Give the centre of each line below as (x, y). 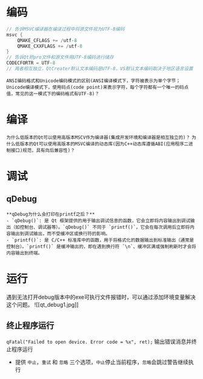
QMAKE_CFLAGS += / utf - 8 (47, 40)
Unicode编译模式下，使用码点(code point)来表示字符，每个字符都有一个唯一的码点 (98, 87)
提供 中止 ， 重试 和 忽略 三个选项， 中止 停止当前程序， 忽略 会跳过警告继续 (102, 362)
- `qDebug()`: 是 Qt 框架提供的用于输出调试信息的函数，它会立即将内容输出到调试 (98, 221)
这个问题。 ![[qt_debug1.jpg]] (42, 304)
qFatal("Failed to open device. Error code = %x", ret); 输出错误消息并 (99, 341)
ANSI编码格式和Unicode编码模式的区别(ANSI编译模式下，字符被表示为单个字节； (93, 81)
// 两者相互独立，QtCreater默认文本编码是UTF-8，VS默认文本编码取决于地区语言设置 (100, 69)
